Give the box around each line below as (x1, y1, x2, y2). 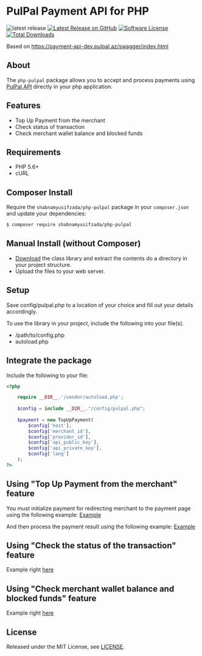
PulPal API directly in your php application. (6, 83, 113, 90)
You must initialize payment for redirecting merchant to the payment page (6, 505, 191, 512)
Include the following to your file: (6, 371, 89, 379)
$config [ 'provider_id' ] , (28, 433, 91, 440)
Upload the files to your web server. (15, 268, 105, 275)
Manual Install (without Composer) (6, 238, 141, 249)
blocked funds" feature (6, 593, 97, 603)
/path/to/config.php (15, 331, 65, 339)
